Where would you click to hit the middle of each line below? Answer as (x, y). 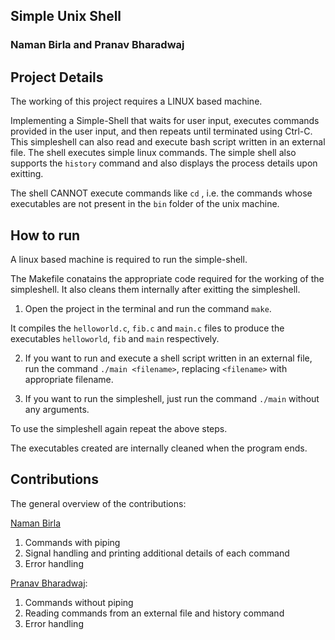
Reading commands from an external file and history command (154, 613)
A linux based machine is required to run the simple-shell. (129, 259)
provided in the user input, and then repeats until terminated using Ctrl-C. (161, 131)
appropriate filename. (69, 379)
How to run (45, 235)
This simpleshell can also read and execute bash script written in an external (168, 142)
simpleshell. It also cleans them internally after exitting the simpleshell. (155, 289)
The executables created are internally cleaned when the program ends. (159, 448)
